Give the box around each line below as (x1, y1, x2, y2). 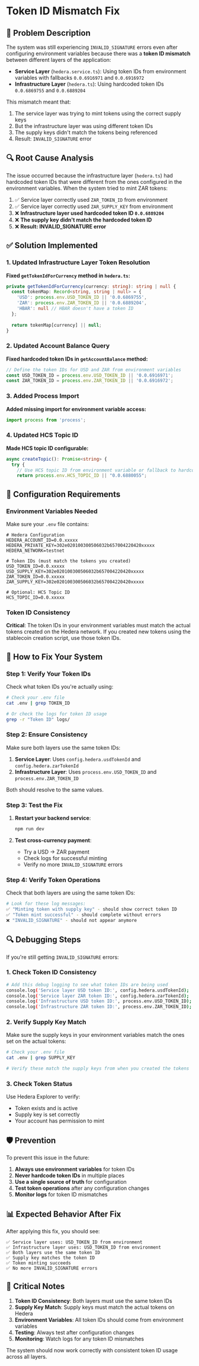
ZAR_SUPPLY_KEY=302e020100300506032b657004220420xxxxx (6, 579, 145, 584)
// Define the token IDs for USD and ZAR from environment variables (6, 367, 182, 373)
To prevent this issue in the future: (6, 1154, 90, 1161)
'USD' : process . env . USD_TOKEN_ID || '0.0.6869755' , (17, 295, 147, 301)
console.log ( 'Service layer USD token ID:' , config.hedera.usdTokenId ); (6, 987, 190, 993)
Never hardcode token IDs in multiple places (14, 1172, 125, 1179)
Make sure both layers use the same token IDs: (6, 744, 121, 751)
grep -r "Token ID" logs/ (6, 716, 70, 723)
